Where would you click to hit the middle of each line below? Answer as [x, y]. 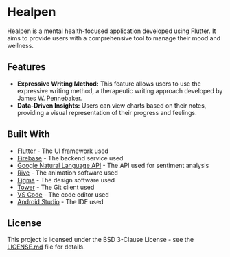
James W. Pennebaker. [49, 98]
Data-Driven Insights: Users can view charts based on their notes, [112, 105]
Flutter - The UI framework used [62, 151]
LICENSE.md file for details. [46, 247]
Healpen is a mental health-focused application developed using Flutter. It [112, 31]
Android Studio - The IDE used [60, 201]
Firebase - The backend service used [70, 158]
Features [26, 67]
